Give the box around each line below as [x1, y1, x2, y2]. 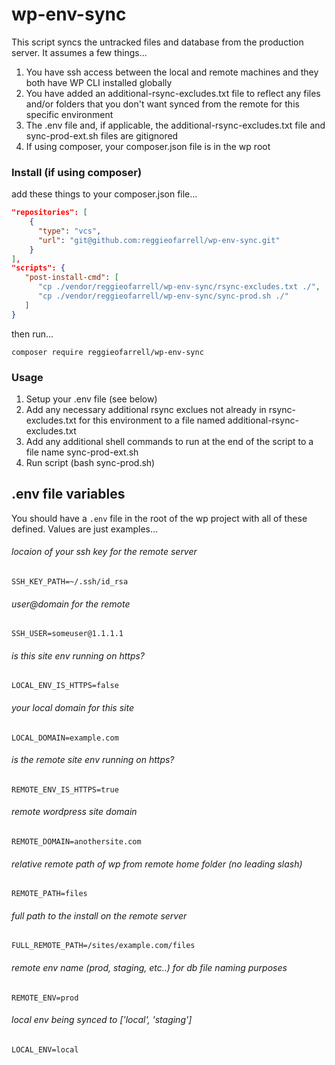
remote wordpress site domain [11, 806, 138, 818]
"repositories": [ [11, 208, 88, 218]
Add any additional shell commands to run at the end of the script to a [25, 436, 314, 448]
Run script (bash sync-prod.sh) [25, 457, 156, 469]
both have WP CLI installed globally [25, 76, 173, 88]
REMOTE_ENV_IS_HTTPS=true [11, 784, 119, 795]
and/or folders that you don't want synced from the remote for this [25, 98, 300, 110]
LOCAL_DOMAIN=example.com [11, 733, 119, 743]
